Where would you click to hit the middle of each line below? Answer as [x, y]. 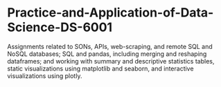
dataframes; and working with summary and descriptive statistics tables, [111, 61]
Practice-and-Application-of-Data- [110, 13]
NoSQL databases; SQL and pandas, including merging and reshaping [107, 54]
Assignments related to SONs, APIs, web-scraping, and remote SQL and [110, 46]
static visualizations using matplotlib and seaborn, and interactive [100, 68]
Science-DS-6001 [60, 27]
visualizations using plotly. [45, 76]
